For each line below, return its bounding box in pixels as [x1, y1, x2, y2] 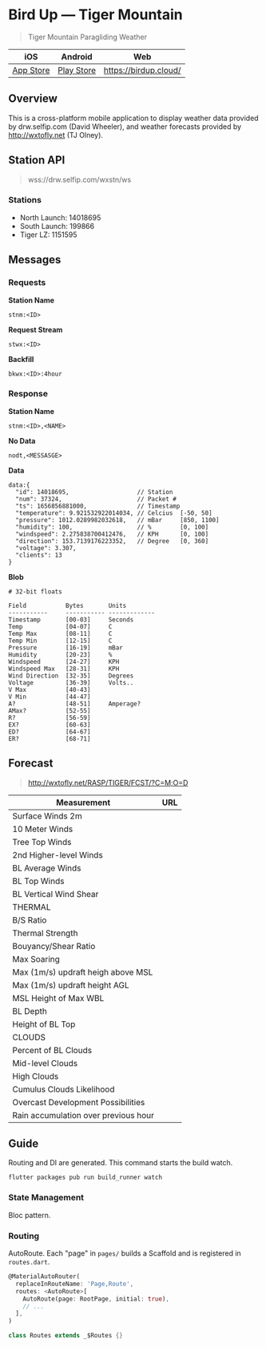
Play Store [57, 64, 97, 75]
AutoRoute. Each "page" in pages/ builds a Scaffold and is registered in [8, 1248, 241, 1258]
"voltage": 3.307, [15, 544, 77, 552]
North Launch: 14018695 [19, 212, 101, 222]
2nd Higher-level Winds [12, 849, 104, 860]
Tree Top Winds [12, 836, 72, 847]
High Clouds [12, 1071, 59, 1082]
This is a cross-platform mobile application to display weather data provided [8, 113, 259, 123]
